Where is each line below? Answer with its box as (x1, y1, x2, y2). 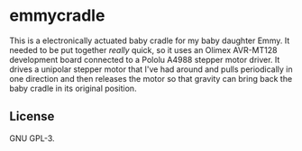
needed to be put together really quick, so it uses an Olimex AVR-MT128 (9, 44, 278, 55)
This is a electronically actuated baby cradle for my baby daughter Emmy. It (9, 35, 290, 46)
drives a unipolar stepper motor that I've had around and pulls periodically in (9, 64, 293, 75)
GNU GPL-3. (9, 132, 56, 144)
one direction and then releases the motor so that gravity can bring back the (9, 73, 293, 84)
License (9, 109, 55, 124)
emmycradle (9, 5, 105, 26)
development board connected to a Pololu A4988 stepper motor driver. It (9, 54, 280, 65)
